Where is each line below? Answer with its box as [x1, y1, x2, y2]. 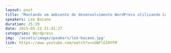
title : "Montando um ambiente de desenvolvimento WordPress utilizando [5, 12, 160, 17]
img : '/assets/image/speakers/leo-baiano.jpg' [5, 36, 106, 41]
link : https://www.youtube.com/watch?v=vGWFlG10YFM [5, 40, 117, 45]
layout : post [5, 7, 33, 13]
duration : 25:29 [5, 21, 40, 27]
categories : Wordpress [5, 31, 53, 36]
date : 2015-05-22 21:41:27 [5, 26, 63, 31]
